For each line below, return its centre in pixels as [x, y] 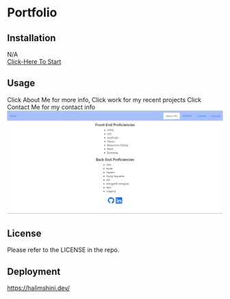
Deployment [34, 271]
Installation [31, 38]
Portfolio [32, 13]
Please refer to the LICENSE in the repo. [63, 250]
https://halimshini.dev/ [39, 288]
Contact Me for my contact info [51, 107]
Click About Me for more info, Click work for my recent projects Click [104, 99]
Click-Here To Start [34, 62]
